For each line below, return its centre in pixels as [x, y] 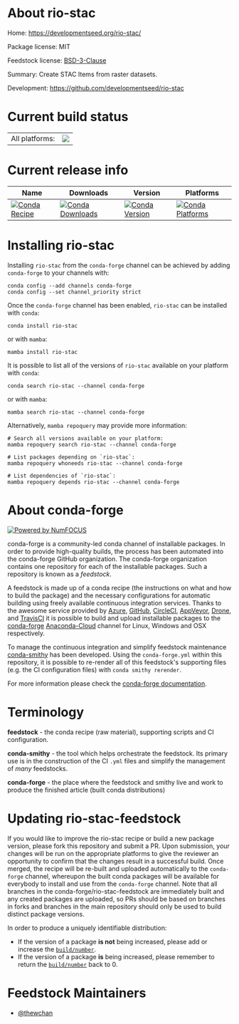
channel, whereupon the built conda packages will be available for [122, 876]
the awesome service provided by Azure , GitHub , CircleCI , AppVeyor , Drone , [119, 610]
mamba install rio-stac [43, 352]
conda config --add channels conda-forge [70, 286]
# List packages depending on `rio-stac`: [71, 457]
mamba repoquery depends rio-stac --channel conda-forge [94, 482]
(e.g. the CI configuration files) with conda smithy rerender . [94, 669]
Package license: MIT [39, 46]
